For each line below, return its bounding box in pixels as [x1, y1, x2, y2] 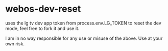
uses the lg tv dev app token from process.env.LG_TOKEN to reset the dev [5, 20, 162, 26]
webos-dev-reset [5, 3, 81, 15]
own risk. [5, 40, 25, 46]
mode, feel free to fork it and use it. [5, 25, 80, 31]
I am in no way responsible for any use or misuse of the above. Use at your [5, 35, 163, 41]
